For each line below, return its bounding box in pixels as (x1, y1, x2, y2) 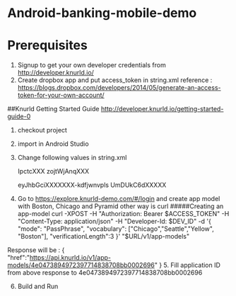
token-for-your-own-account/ (17, 91, 105, 100)
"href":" (7, 254, 30, 262)
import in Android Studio (17, 140, 90, 148)
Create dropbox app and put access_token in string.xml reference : (17, 76, 213, 84)
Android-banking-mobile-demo (7, 5, 197, 21)
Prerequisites (7, 38, 88, 54)
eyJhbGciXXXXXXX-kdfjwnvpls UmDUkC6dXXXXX (17, 181, 167, 189)
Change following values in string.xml (17, 154, 127, 162)
